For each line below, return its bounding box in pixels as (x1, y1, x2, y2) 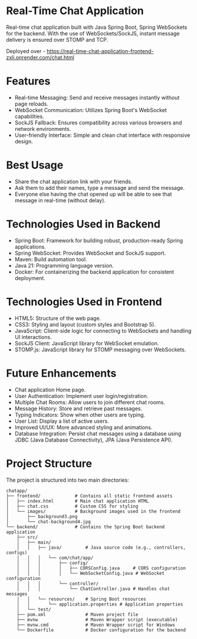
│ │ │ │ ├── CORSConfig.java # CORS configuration (17, 565, 186, 571)
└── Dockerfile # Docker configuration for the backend (17, 627, 186, 633)
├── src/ (17, 534, 38, 540)
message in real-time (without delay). (14, 196, 106, 204)
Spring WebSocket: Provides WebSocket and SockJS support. (14, 249, 166, 256)
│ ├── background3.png (6, 513, 78, 519)
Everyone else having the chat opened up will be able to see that (14, 190, 172, 197)
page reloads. (14, 100, 49, 107)
